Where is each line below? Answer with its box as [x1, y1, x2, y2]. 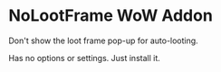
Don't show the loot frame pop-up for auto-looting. [8, 35, 198, 46]
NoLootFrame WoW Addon [8, 5, 214, 26]
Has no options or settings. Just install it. [8, 52, 160, 63]
